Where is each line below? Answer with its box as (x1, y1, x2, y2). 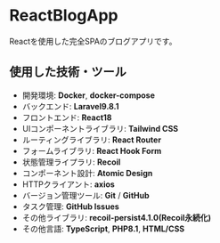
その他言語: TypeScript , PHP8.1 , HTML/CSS (21, 223, 185, 234)
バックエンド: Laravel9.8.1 (21, 101, 119, 111)
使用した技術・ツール (9, 64, 126, 80)
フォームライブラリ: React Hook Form (21, 145, 162, 156)
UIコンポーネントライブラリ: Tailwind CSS (21, 123, 179, 134)
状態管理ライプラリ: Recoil (21, 157, 121, 167)
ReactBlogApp (9, 5, 118, 26)
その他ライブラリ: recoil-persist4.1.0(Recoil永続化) (21, 212, 212, 223)
